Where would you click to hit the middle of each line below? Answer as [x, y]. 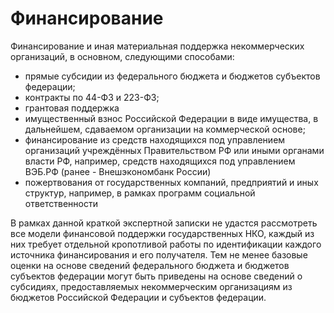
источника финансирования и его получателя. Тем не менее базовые [159, 254]
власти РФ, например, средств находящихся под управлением [160, 161]
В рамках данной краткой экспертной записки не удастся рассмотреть [164, 223]
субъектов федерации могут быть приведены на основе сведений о [156, 276]
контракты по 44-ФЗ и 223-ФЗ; [92, 97]
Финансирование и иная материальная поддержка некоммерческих [157, 46]
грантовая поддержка [72, 108]
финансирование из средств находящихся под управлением [155, 139]
